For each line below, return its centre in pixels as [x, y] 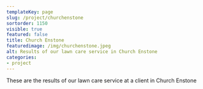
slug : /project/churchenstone [45, 18]
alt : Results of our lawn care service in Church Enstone [82, 52]
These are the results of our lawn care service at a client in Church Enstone [101, 80]
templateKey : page [30, 12]
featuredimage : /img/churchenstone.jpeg [59, 46]
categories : [21, 57]
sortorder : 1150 [27, 23]
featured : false [27, 35]
